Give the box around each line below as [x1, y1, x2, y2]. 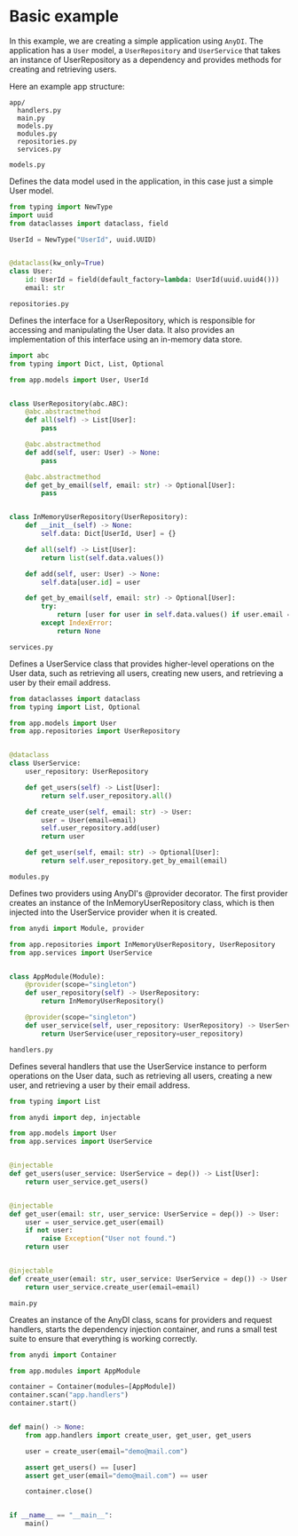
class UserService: [9, 759, 82, 768]
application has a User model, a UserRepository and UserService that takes [9, 44, 281, 55]
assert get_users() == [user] [25, 1462, 137, 1472]
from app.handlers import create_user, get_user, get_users [25, 1430, 252, 1439]
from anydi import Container [9, 1351, 117, 1359]
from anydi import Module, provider [9, 924, 145, 933]
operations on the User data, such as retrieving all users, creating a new [9, 1070, 272, 1081]
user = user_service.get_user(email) [25, 1217, 165, 1226]
